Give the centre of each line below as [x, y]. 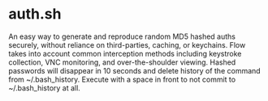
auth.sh [35, 14]
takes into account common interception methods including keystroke [125, 53]
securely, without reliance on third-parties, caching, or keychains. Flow [127, 44]
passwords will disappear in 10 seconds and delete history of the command [135, 70]
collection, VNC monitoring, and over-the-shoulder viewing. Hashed [122, 62]
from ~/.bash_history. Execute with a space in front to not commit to [122, 79]
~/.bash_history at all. [45, 88]
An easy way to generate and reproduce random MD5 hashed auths [122, 36]
